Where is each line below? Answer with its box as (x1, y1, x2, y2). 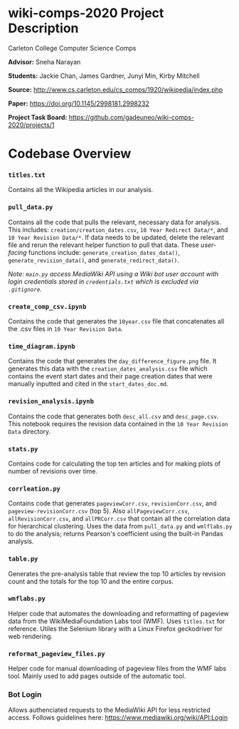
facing (8, 248, 27, 256)
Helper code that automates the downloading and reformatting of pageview (8, 609, 230, 618)
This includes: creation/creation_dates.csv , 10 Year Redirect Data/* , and (8, 225, 228, 233)
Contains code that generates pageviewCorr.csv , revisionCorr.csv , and (8, 499, 217, 508)
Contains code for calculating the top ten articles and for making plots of (8, 459, 221, 468)
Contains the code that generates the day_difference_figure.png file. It (8, 357, 217, 366)
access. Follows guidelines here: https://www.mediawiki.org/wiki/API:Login (8, 713, 228, 722)
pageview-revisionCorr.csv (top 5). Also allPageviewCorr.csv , (8, 507, 190, 516)
